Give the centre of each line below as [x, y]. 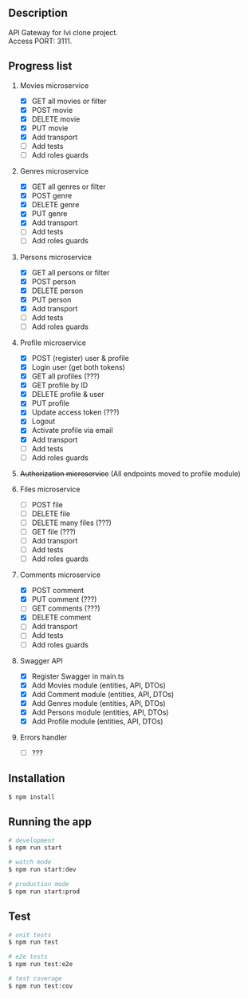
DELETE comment [61, 617]
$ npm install [32, 797]
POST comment [58, 591]
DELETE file [51, 513]
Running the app [50, 822]
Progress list [40, 66]
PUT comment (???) [64, 599]
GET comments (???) [66, 608]
